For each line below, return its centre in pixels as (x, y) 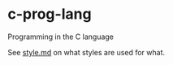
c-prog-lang (50, 14)
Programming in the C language (61, 37)
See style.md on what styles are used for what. (86, 52)
